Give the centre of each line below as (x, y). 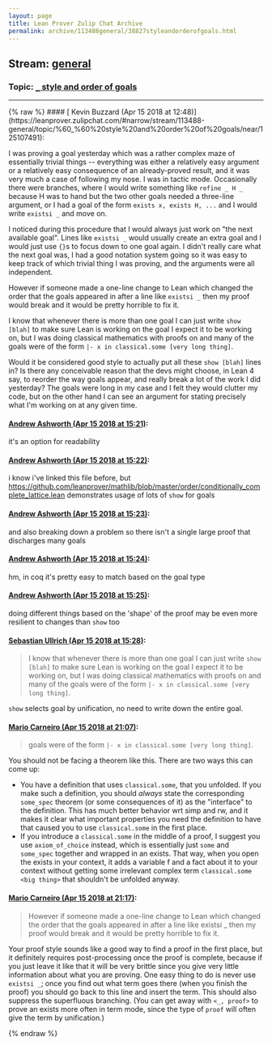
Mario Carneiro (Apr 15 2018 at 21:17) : (73, 898)
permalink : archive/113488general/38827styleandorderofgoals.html (123, 31)
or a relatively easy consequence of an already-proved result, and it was (129, 171)
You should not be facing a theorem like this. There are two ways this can (131, 760)
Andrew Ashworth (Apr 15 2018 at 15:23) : (79, 514)
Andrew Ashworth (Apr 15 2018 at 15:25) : (79, 595)
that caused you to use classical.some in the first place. (114, 828)
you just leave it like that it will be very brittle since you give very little (124, 966)
